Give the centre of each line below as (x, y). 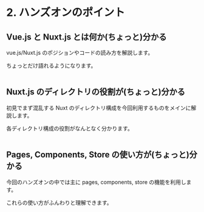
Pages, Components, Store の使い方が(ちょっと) (98, 155)
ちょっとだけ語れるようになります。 (51, 65)
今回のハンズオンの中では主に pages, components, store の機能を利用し (96, 182)
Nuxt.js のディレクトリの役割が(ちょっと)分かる (96, 92)
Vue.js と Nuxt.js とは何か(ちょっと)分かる (87, 37)
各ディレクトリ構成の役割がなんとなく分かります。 (70, 128)
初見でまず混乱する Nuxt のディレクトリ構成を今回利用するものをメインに (99, 108)
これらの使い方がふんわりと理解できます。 (59, 202)
